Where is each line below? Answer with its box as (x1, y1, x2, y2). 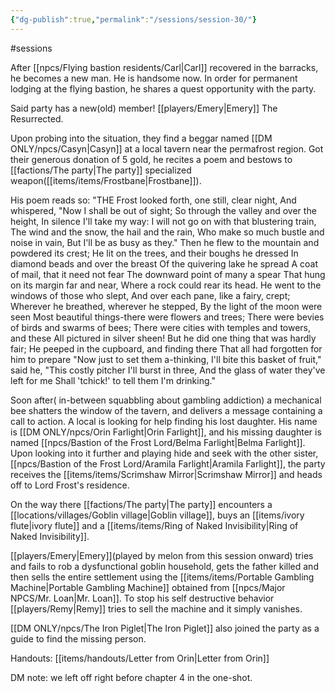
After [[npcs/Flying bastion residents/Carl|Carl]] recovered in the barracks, (10, 61, 319, 73)
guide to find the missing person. (10, 632, 147, 645)
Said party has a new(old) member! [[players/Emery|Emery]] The (10, 102, 278, 114)
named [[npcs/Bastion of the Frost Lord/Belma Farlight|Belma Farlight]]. (10, 436, 306, 448)
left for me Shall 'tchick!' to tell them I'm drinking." (10, 374, 216, 386)
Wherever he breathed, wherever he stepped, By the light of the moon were (10, 300, 323, 312)
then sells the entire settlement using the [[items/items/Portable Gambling (10, 571, 315, 583)
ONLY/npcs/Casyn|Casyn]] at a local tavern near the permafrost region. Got (10, 142, 324, 155)
